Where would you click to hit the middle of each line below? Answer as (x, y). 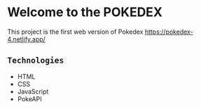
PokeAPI (29, 98)
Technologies (36, 60)
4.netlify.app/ (26, 39)
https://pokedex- (169, 32)
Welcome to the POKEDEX (85, 12)
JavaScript (33, 91)
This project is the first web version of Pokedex (75, 32)
